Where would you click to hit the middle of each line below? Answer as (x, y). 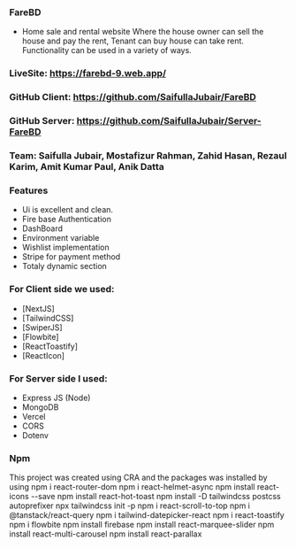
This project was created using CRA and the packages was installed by (138, 478)
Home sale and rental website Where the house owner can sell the (143, 32)
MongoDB (40, 407)
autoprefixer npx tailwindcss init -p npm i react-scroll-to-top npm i (129, 506)
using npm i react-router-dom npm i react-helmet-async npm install (132, 487)
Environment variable (61, 238)
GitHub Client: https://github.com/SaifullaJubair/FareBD (133, 97)
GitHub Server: (42, 121)
